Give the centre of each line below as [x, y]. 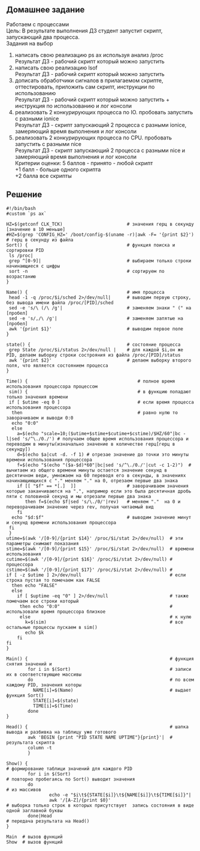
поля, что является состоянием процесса [57, 365]
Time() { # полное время [91, 381]
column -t [40, 747]
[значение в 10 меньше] [36, 229]
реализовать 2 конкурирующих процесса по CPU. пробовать [93, 138]
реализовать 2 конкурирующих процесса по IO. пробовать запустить [104, 112]
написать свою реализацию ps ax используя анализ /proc [89, 55]
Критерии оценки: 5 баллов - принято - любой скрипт [84, 163]
